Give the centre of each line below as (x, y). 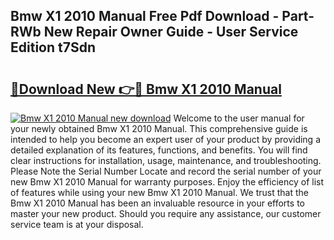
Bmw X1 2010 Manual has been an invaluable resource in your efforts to (157, 203)
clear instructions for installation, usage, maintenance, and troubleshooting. (166, 160)
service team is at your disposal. (77, 224)
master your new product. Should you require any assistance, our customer (166, 213)
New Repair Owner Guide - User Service (171, 32)
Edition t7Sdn (53, 47)
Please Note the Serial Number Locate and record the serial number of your (166, 171)
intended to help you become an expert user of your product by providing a (166, 139)
